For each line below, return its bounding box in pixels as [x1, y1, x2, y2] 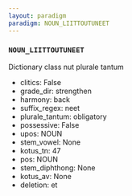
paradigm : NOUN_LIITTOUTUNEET [8, 19, 110, 27]
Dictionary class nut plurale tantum [8, 62, 125, 71]
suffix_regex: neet [19, 103, 80, 112]
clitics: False [19, 77, 62, 87]
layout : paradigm [8, 11, 67, 20]
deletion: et [19, 180, 58, 190]
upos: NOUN [19, 129, 63, 138]
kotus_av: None [19, 171, 72, 181]
